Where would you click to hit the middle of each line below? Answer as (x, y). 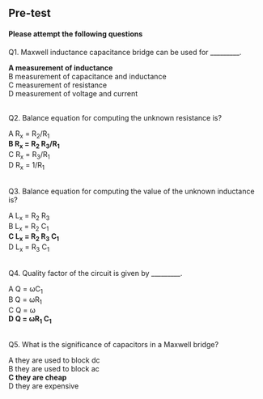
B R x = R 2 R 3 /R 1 (34, 145)
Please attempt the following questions (76, 34)
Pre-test (30, 13)
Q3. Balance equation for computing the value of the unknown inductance (131, 191)
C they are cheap (38, 378)
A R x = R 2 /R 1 (29, 134)
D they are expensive (44, 386)
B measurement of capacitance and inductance (88, 76)
